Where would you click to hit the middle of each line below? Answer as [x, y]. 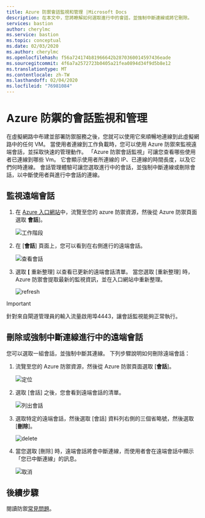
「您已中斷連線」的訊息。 [47, 459]
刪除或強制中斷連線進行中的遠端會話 [75, 337]
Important [19, 303]
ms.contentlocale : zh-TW [38, 75]
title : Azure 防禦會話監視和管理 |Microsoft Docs [67, 12]
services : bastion [30, 23]
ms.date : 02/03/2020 [33, 47]
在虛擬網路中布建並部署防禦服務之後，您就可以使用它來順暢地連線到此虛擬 [100, 136]
